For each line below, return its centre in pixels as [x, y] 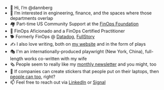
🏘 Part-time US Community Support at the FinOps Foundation [74, 24]
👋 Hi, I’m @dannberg [31, 8]
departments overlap [31, 18]
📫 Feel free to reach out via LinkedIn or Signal [58, 82]
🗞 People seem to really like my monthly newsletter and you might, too [83, 64]
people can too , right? [32, 77]
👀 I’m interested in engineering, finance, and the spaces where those [81, 13]
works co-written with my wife [55, 59]
